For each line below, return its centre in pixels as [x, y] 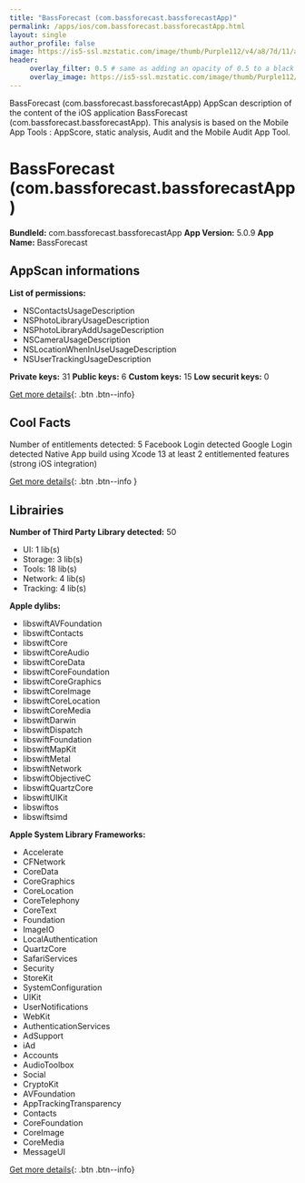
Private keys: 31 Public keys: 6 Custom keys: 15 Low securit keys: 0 [139, 376]
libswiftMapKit [49, 749]
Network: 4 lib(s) [54, 579]
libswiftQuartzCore [58, 788]
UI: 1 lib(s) [41, 550]
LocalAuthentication [60, 939]
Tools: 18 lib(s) [49, 569]
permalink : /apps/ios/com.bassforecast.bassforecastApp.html [128, 26]
